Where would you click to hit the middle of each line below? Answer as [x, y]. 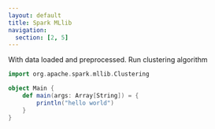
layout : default [35, 15]
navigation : [28, 30]
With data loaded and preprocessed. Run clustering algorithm [108, 60]
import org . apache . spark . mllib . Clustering [79, 74]
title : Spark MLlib [40, 23]
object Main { [32, 88]
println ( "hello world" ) [75, 103]
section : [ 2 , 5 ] [42, 37]
